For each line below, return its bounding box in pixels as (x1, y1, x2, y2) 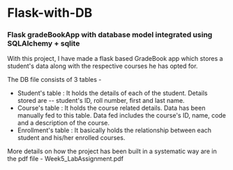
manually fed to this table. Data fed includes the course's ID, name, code (17, 111, 227, 120)
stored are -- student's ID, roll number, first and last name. (17, 97, 185, 105)
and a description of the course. (17, 119, 110, 127)
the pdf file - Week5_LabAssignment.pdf (7, 155, 124, 163)
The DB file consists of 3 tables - (7, 76, 102, 84)
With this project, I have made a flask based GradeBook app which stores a (7, 55, 223, 63)
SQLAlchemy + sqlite (7, 38, 80, 48)
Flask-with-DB (7, 5, 93, 21)
